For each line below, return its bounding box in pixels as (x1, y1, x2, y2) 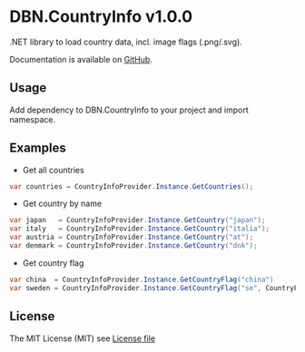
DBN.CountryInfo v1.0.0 (9, 6, 193, 27)
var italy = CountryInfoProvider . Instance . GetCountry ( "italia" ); (9, 224, 271, 233)
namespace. (9, 113, 56, 124)
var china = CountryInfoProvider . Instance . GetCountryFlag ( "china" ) (9, 275, 274, 284)
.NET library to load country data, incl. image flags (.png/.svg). (9, 36, 242, 47)
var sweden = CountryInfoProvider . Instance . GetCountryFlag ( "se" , (9, 283, 261, 292)
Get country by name (22, 198, 103, 210)
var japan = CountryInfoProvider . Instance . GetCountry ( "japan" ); (9, 216, 266, 225)
